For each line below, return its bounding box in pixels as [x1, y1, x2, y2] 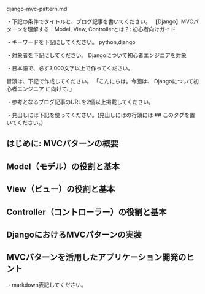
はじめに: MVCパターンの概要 [6, 138, 118, 149]
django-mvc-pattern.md [6, 6, 68, 12]
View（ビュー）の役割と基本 [6, 184, 115, 195]
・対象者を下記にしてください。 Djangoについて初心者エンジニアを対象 [6, 51, 187, 59]
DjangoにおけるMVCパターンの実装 [6, 229, 142, 239]
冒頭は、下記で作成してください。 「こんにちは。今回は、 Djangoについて [6, 78, 194, 85]
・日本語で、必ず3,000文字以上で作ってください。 [6, 64, 134, 72]
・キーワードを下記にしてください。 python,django [6, 39, 136, 45]
